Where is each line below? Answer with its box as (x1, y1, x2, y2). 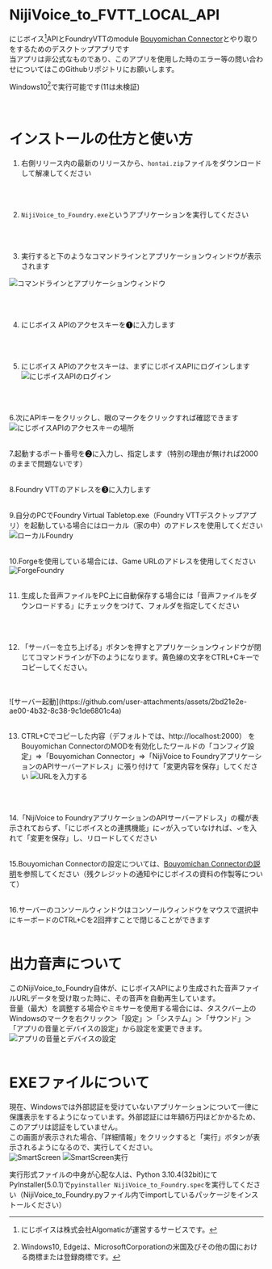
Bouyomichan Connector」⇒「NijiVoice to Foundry (48, 752, 220, 761)
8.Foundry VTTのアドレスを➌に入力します (9, 485, 152, 495)
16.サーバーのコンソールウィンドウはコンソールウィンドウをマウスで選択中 (9, 905, 259, 915)
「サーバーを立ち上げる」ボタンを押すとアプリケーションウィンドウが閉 (20, 643, 262, 652)
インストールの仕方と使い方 (9, 130, 193, 149)
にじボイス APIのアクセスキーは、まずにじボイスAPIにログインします (20, 361, 250, 371)
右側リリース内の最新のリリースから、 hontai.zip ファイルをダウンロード (20, 158, 262, 168)
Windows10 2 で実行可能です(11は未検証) (9, 80, 140, 91)
